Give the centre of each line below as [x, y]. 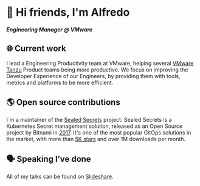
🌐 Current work [36, 49]
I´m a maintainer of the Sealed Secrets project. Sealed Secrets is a [89, 120]
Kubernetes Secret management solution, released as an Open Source [95, 126]
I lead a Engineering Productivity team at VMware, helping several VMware [100, 63]
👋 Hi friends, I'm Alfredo [68, 12]
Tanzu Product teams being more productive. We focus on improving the [97, 70]
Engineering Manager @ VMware [50, 29]
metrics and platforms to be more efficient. [60, 82]
